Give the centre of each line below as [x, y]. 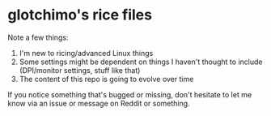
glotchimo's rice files [80, 15]
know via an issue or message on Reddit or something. [99, 103]
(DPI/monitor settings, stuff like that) [80, 70]
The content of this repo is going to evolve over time [106, 79]
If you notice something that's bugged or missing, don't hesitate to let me [130, 94]
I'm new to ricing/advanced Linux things [86, 53]
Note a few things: [38, 37]
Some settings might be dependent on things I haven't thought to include [141, 62]
